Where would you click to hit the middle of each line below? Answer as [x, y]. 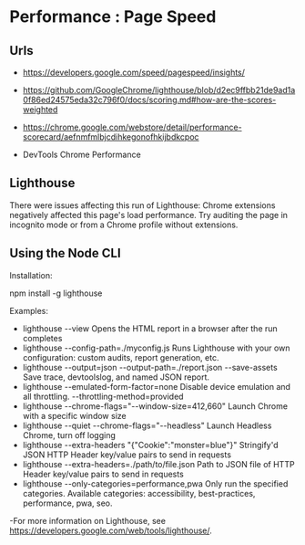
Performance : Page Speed [113, 17]
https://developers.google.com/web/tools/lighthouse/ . [111, 530]
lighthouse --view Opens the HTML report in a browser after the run [150, 328]
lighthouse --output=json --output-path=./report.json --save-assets [150, 367]
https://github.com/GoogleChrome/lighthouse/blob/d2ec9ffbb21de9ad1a [159, 90]
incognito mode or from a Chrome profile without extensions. [124, 225]
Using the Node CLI [65, 253]
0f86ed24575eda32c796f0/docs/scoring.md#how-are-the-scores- [149, 100]
